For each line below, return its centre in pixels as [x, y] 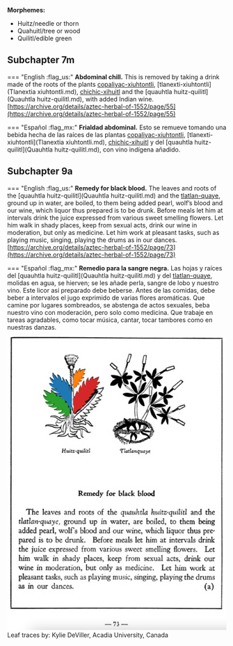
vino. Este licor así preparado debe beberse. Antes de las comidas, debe [111, 290]
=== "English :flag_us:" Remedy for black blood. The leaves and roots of [112, 188]
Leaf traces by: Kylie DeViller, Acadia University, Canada [88, 635]
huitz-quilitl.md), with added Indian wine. [96, 99]
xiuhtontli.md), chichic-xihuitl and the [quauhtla [105, 91]
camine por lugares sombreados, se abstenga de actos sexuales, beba [109, 305]
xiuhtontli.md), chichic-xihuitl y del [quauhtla [129, 142]
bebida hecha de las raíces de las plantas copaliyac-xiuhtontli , [96, 134]
